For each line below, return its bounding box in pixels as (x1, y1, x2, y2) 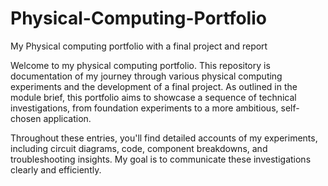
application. (43, 112, 92, 124)
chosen (10, 112, 42, 124)
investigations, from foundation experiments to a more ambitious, (10, 102, 279, 114)
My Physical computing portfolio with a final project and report (10, 40, 268, 52)
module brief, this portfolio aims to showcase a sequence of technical (10, 91, 297, 103)
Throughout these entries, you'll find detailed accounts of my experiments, (10, 132, 318, 144)
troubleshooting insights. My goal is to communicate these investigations (10, 153, 312, 165)
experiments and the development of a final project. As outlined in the (10, 80, 298, 92)
